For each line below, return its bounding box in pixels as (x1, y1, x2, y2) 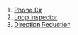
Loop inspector (13, 13, 58, 21)
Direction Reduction (13, 21, 71, 28)
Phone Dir (13, 6, 43, 14)
